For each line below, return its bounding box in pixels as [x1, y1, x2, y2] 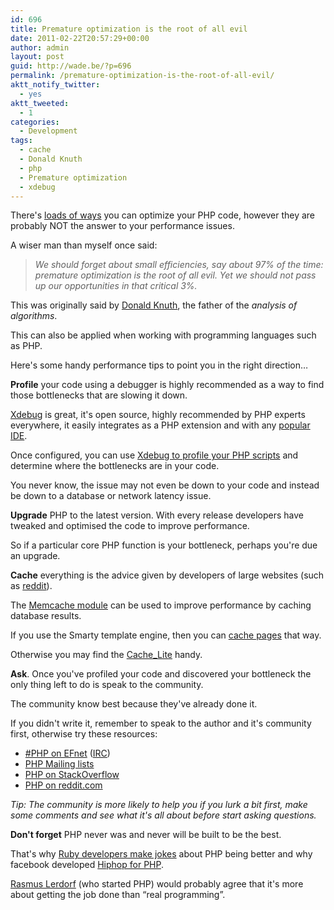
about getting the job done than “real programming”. [10, 889, 226, 901]
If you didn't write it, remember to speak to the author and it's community [10, 717, 312, 730]
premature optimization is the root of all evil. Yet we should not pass [34, 269, 317, 281]
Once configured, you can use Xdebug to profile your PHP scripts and [10, 449, 299, 461]
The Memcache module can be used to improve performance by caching [10, 599, 312, 611]
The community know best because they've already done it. [10, 698, 258, 710]
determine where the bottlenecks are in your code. [10, 460, 220, 472]
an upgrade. [10, 550, 61, 562]
